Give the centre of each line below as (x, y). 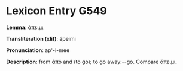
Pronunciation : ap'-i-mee (38, 50)
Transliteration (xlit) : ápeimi (41, 38)
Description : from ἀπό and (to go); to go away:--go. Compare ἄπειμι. (92, 62)
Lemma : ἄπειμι (25, 27)
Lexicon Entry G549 (57, 11)
